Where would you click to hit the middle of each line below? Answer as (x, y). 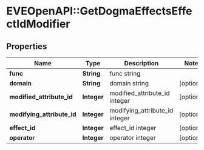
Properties (27, 46)
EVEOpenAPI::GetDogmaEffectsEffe (99, 11)
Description (141, 63)
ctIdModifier (38, 24)
